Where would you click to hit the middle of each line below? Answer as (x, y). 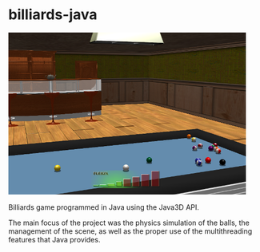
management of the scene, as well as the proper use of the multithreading (130, 231)
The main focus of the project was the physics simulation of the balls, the (129, 222)
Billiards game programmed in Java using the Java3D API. (104, 207)
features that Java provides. (54, 239)
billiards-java (53, 15)
